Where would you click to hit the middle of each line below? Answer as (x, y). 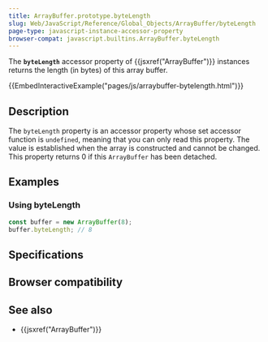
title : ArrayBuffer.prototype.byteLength (80, 16)
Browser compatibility (66, 282)
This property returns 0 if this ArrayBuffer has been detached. (113, 157)
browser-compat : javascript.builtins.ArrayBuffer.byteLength (114, 38)
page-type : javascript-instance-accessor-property (96, 31)
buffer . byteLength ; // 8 (50, 229)
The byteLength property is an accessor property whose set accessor (125, 131)
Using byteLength (45, 205)
